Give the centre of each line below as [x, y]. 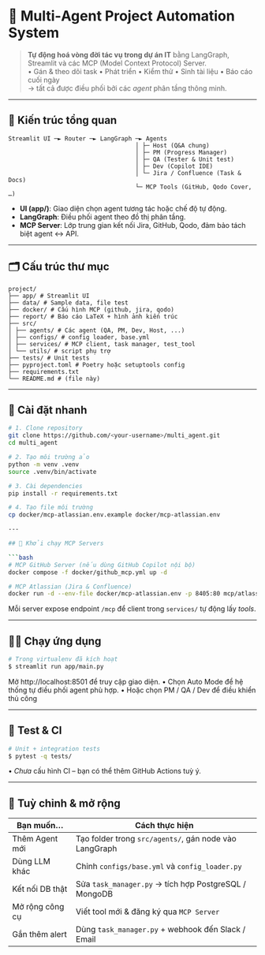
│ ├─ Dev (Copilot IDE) [174, 166]
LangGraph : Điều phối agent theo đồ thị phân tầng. [103, 217]
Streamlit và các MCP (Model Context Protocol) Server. [117, 63]
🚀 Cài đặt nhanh [48, 410]
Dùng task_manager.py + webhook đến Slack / [161, 930]
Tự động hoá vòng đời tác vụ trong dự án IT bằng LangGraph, [129, 54]
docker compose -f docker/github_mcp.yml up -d [88, 572]
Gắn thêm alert [39, 934]
